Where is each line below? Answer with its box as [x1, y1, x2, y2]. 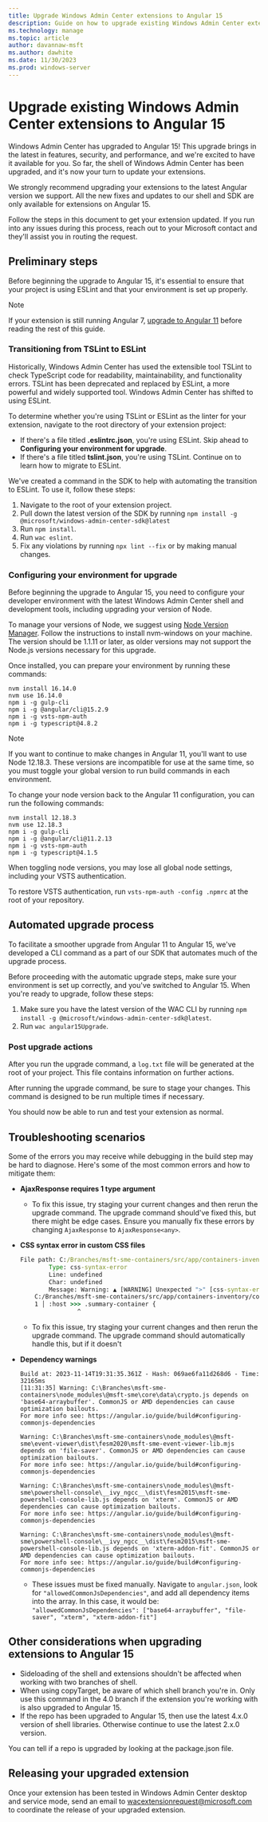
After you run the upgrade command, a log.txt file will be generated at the [8, 1059, 254, 1069]
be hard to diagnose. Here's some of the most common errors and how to [8, 1160, 250, 1170]
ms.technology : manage [8, 26, 84, 34]
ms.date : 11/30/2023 [8, 57, 77, 65]
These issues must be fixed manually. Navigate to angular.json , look [31, 1579, 258, 1589]
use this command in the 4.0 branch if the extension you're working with [19, 1694, 258, 1704]
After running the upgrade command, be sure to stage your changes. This [8, 1083, 251, 1093]
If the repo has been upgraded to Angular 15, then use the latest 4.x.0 [19, 1711, 249, 1721]
